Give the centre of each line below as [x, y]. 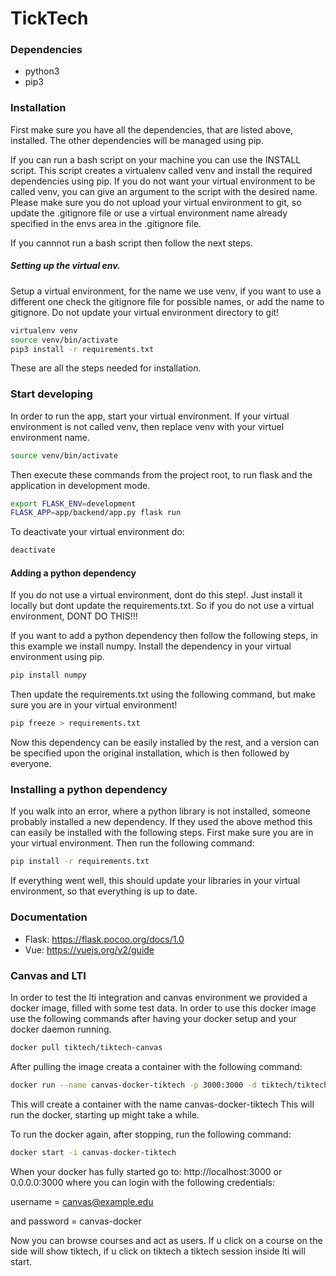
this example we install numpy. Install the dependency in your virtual [151, 646]
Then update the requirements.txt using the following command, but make [163, 694]
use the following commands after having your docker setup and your [154, 1018]
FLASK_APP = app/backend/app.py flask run [96, 513]
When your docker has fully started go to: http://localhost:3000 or [146, 1171]
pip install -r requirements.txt [80, 862]
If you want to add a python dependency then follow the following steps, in [164, 636]
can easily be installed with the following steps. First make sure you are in [162, 833]
